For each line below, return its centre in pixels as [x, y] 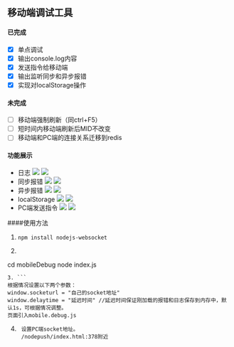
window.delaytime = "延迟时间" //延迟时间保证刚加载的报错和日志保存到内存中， [115, 300]
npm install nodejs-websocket [63, 237]
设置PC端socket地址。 [50, 329]
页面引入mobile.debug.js [42, 315]
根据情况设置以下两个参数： [42, 285]
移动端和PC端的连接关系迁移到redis [70, 138]
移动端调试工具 [40, 13]
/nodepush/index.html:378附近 [65, 336]
